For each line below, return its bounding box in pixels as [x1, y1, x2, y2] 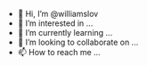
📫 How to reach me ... [17, 47, 101, 57]
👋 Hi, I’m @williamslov [17, 9, 99, 19]
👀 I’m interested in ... [17, 18, 94, 29]
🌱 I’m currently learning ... [17, 28, 113, 37]
